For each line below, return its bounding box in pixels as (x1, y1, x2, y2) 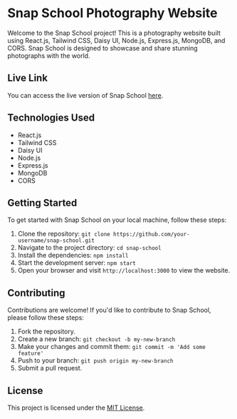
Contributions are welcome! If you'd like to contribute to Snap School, (7, 306, 211, 315)
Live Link (7, 72, 48, 84)
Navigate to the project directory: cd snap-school (17, 243, 162, 252)
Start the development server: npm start (17, 258, 137, 267)
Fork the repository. (17, 327, 76, 336)
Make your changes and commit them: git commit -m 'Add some (17, 343, 206, 351)
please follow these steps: (7, 313, 84, 322)
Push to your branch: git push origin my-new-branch (17, 356, 174, 365)
